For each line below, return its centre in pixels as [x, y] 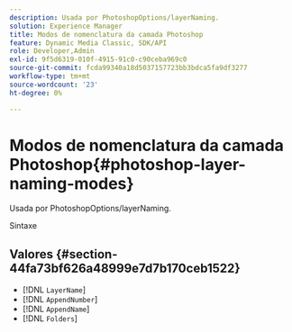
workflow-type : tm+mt [50, 76]
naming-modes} [72, 183]
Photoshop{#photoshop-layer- [128, 164]
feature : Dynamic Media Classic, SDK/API [88, 43]
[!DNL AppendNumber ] [60, 300]
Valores [32, 254]
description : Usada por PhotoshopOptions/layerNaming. [114, 18]
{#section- [87, 254]
